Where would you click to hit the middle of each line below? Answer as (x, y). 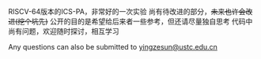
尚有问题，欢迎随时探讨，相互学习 (64, 31)
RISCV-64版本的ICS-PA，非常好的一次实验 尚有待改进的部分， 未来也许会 (127, 11)
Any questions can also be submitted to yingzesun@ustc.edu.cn (113, 47)
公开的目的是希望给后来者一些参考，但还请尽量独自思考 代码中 (151, 21)
